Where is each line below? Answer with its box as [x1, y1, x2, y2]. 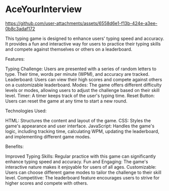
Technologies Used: [5, 108, 47, 114]
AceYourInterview [5, 4, 82, 15]
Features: [5, 56, 25, 62]
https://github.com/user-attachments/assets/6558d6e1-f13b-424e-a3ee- [5, 20, 158, 26]
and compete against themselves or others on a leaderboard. [5, 46, 133, 52]
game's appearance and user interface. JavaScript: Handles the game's [5, 123, 155, 129]
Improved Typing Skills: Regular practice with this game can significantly [5, 153, 156, 159]
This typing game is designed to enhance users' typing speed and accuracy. [5, 35, 164, 41]
